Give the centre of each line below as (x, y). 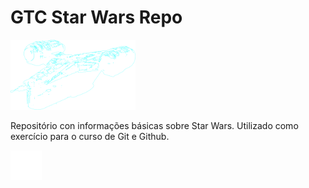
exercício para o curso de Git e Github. (90, 136)
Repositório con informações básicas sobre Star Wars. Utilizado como (154, 125)
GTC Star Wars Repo (96, 17)
